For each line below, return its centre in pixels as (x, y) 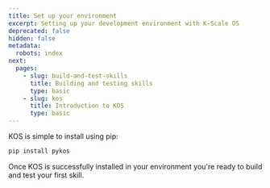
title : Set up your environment (62, 16)
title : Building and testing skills (91, 83)
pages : (27, 69)
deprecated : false (39, 31)
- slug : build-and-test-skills (75, 76)
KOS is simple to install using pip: (63, 136)
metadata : (25, 46)
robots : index (39, 53)
